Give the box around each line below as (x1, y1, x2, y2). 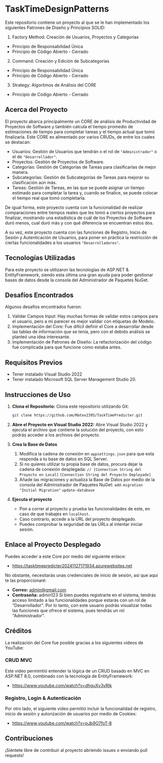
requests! (5, 752, 24, 758)
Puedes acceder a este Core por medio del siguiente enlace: (5, 553, 126, 559)
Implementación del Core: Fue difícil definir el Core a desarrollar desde (12, 324, 154, 329)
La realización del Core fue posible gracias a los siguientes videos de (5, 640, 144, 645)
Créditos (5, 627, 32, 635)
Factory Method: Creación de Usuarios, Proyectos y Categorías (12, 34, 139, 40)
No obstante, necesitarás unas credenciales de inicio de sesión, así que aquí (5, 572, 158, 578)
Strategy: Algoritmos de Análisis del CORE (12, 82, 97, 88)
